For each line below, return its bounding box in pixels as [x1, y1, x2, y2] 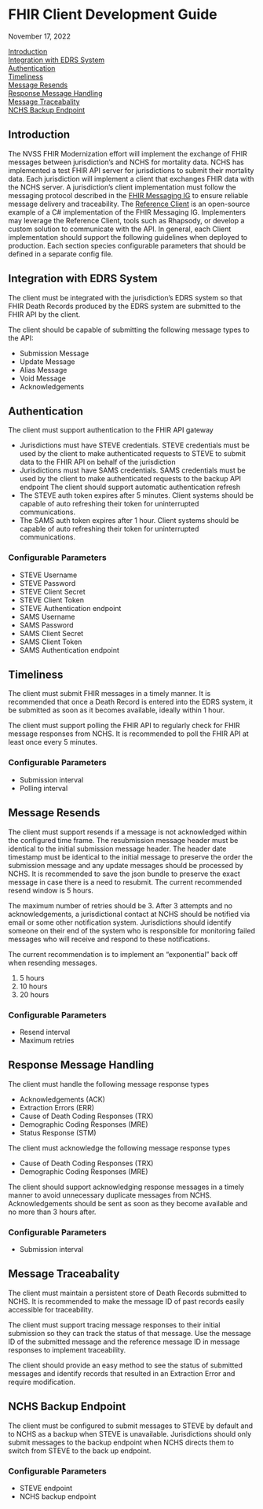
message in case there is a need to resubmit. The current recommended [8, 877, 243, 886]
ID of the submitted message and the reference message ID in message [8, 1337, 240, 1346]
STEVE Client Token [19, 595, 85, 605]
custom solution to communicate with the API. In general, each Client [8, 224, 232, 234]
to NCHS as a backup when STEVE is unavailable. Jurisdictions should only [8, 1429, 252, 1438]
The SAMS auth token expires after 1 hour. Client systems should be [19, 516, 239, 525]
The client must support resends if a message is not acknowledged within [8, 827, 247, 837]
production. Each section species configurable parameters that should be [8, 241, 246, 250]
